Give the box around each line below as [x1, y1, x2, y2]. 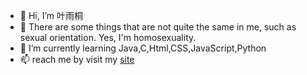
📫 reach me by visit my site [19, 54, 135, 65]
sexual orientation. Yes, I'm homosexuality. [19, 32, 197, 43]
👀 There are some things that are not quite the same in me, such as [19, 21, 297, 33]
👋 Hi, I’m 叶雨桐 [19, 10, 84, 21]
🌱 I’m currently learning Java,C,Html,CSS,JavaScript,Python [19, 42, 267, 54]
